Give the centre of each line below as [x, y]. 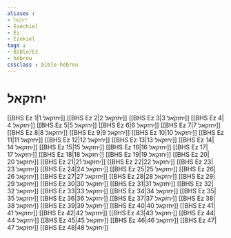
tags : [17, 45]
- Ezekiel [21, 39]
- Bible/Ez [23, 52]
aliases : [21, 13]
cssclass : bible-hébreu [43, 65]
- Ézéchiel [23, 26]
